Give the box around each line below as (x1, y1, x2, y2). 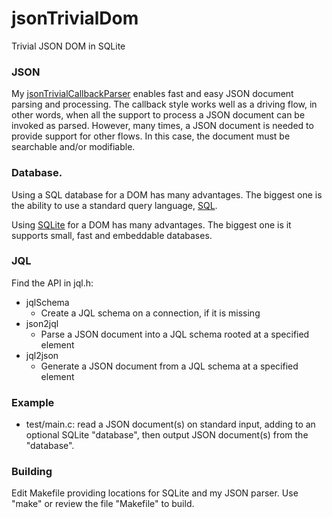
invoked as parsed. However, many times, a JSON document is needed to (11, 120, 314, 132)
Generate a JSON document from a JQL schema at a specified (40, 360, 299, 372)
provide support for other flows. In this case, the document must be (11, 130, 291, 142)
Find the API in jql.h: (11, 277, 94, 289)
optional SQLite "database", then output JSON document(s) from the (25, 429, 309, 441)
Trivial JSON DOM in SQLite (11, 40, 126, 52)
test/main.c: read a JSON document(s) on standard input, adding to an (25, 418, 316, 431)
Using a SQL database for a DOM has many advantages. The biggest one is (11, 188, 323, 201)
